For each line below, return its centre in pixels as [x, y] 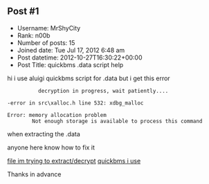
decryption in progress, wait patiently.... [103, 91]
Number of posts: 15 [46, 43]
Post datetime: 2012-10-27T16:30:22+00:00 [80, 57]
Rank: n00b [34, 35]
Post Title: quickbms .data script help [70, 64]
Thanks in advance [34, 174]
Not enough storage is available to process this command [117, 121]
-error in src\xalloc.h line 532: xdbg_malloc [75, 103]
